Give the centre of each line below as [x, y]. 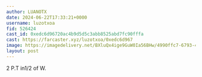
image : [14, 46]
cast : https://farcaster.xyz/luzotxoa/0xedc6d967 [70, 40]
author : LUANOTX [26, 12]
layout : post [23, 51]
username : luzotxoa [31, 23]
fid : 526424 [21, 29]
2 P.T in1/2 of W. [26, 68]
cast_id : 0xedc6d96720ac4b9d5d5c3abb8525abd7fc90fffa [75, 34]
